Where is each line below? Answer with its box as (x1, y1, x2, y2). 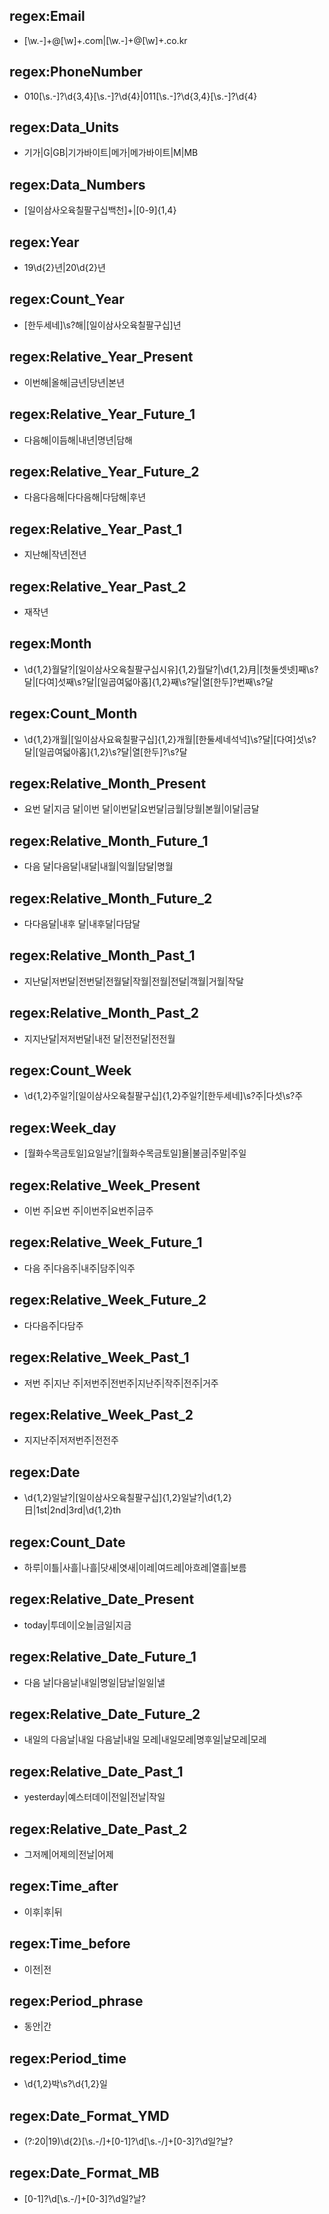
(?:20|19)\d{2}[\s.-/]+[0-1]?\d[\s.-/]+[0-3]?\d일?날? (23, 2135, 234, 2148)
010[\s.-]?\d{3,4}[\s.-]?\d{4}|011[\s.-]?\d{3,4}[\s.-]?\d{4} (23, 90, 258, 102)
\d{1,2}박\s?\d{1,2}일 (23, 2078, 108, 2090)
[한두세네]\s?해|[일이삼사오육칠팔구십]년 (23, 319, 182, 331)
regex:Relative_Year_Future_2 (9, 463, 200, 480)
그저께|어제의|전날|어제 (23, 1849, 114, 1860)
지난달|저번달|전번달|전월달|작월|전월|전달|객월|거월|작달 (23, 975, 244, 987)
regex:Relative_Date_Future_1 (9, 1649, 197, 1666)
